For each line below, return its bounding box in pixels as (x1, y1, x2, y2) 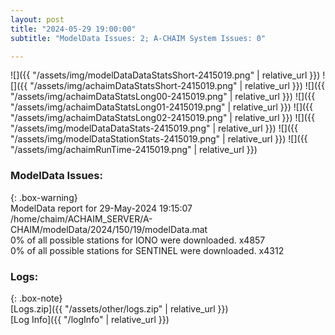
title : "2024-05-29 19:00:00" (10, 24, 137, 34)
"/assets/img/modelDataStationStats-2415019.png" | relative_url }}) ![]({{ (10, 133, 308, 145)
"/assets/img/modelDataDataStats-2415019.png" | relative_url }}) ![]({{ (10, 122, 298, 135)
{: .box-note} (10, 292, 63, 304)
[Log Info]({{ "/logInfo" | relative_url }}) (10, 313, 170, 325)
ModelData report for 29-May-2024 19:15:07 (10, 202, 193, 214)
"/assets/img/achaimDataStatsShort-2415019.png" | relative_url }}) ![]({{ (29, 80, 325, 92)
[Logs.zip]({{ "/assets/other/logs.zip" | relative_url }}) (10, 302, 229, 315)
